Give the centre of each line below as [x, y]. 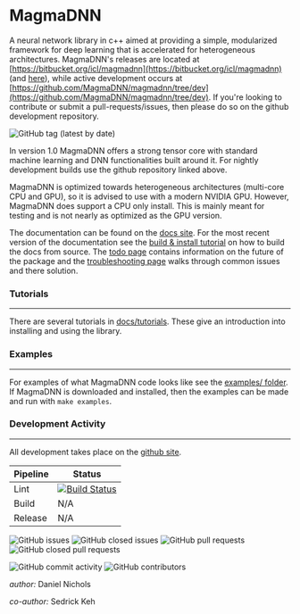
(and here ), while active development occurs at [96, 78]
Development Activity [58, 424]
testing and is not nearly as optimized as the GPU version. [116, 215]
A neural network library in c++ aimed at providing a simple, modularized [143, 40]
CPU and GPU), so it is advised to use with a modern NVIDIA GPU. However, [149, 196]
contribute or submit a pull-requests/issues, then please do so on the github [149, 106]
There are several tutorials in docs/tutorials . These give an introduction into [147, 321]
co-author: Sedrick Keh [52, 601]
